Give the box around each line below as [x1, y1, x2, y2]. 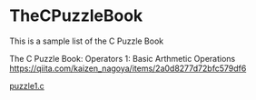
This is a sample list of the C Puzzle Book [9, 35, 164, 46]
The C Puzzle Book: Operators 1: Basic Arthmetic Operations [9, 53, 236, 64]
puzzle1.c [9, 80, 45, 91]
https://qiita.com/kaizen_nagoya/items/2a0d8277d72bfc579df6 [9, 63, 247, 74]
